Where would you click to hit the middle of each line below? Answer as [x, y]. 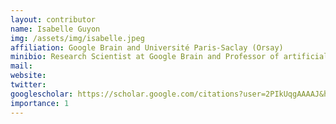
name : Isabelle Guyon [55, 29]
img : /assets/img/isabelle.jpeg [77, 38]
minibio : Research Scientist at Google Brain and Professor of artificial [169, 57]
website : [28, 76]
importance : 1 [40, 103]
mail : [21, 66]
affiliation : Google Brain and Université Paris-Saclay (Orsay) [147, 47]
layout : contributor [53, 19]
